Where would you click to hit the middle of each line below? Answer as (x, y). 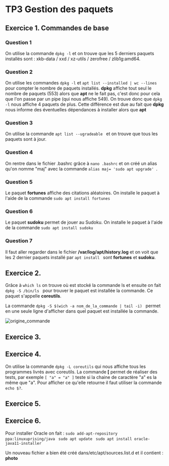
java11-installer (23, 443)
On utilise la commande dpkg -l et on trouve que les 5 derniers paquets (80, 53)
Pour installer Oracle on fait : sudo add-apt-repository (61, 433)
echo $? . (14, 388)
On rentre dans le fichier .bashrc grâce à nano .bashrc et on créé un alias (81, 163)
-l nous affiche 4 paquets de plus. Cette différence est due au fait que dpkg (84, 104)
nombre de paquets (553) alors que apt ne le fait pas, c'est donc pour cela (83, 94)
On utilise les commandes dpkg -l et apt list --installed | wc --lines (81, 83)
